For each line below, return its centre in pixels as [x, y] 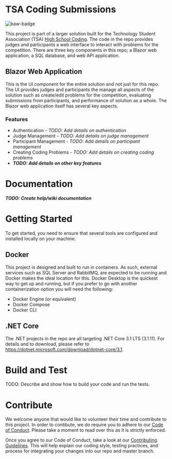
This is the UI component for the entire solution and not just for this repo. [82, 84]
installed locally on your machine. [41, 238]
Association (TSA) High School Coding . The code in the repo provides [79, 39]
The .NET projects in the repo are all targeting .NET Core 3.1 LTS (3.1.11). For [85, 338]
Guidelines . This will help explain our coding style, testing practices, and [82, 446]
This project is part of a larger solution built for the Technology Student [80, 33]
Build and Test [36, 370]
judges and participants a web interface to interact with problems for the [82, 44]
